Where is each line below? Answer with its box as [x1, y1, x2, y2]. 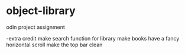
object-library [6, 4, 76, 18]
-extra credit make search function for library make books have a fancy [6, 35, 180, 42]
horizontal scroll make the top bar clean [6, 41, 103, 48]
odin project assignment [6, 23, 65, 31]
